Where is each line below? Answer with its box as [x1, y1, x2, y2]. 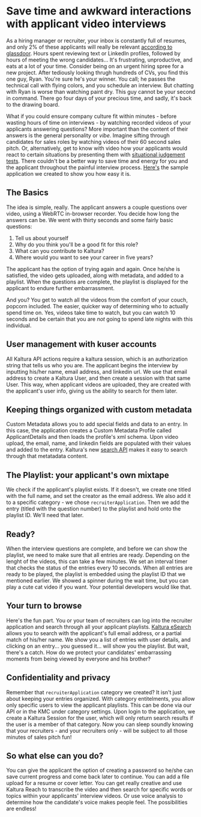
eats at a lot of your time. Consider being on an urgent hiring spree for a [6, 62, 184, 70]
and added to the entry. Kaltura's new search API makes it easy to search [6, 446, 188, 453]
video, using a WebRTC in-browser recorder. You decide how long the [6, 210, 179, 217]
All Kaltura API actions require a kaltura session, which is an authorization [6, 355, 188, 362]
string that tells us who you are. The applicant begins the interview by [6, 361, 179, 368]
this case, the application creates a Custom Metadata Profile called [6, 427, 172, 434]
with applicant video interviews [6, 17, 167, 31]
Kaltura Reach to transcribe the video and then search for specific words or [6, 786, 193, 793]
